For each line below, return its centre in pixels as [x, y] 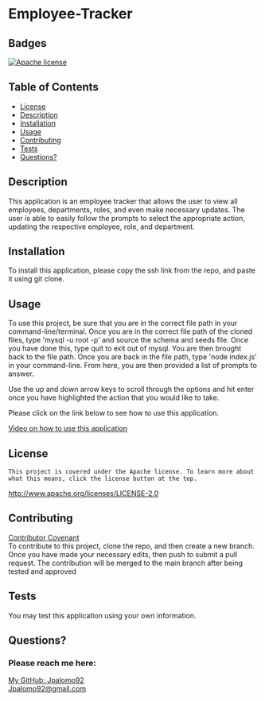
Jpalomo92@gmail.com [47, 689]
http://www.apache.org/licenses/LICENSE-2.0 [84, 494]
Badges [27, 43]
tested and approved [43, 571]
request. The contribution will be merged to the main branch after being [126, 563]
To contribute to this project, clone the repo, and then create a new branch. [131, 546]
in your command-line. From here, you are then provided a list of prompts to [132, 366]
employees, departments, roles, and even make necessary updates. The [127, 209]
